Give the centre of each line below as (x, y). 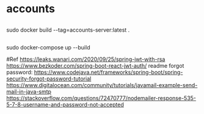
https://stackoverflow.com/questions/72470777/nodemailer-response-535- (101, 98)
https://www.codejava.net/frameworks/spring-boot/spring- (108, 72)
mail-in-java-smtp (29, 91)
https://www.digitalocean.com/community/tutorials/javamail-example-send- (102, 85)
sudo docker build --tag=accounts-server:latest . (68, 30)
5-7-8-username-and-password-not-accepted (65, 104)
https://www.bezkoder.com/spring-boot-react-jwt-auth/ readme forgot (95, 65)
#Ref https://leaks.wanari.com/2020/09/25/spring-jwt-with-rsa (86, 59)
